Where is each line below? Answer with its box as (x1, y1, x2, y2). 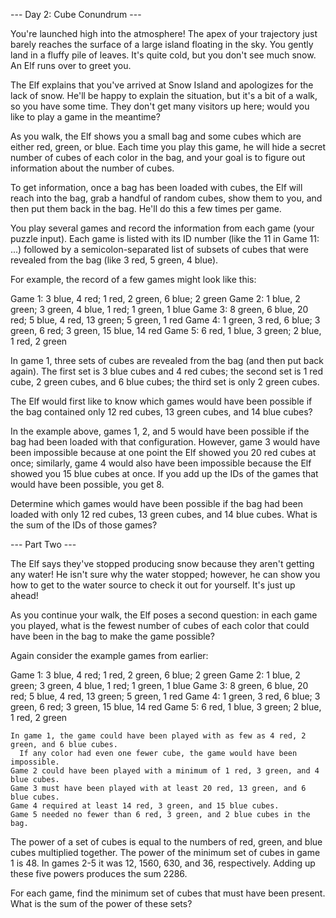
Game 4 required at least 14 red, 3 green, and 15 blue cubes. (10, 801, 280, 811)
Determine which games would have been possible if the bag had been (10, 498, 304, 509)
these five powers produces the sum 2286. (10, 868, 188, 879)
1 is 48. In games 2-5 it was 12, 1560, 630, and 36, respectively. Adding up (10, 857, 316, 869)
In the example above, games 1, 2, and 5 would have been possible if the (10, 425, 310, 437)
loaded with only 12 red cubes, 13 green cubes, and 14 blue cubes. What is (10, 509, 318, 520)
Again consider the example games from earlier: (10, 650, 209, 661)
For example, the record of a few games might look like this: (10, 274, 257, 285)
